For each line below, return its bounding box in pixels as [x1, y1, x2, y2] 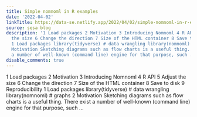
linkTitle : [6, 19, 33, 25]
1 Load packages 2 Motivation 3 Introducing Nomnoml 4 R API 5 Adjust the [6, 73, 186, 80]
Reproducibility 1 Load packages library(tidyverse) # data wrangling [6, 86, 169, 93]
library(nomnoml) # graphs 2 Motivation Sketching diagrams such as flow [6, 91, 184, 99]
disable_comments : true [6, 57, 64, 63]
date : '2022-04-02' [6, 14, 54, 20]
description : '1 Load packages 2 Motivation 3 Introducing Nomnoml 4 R [6, 30, 185, 36]
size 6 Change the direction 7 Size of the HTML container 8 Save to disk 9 [6, 79, 185, 86]
